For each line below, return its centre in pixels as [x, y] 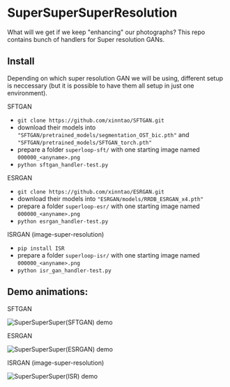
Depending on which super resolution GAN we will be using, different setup [115, 78]
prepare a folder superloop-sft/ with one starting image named [108, 149]
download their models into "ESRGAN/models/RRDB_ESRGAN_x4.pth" [110, 198]
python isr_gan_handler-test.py [64, 270]
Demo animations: [48, 292]
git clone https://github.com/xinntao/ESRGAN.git [91, 192]
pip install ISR [41, 248]
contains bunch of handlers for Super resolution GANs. [86, 39]
